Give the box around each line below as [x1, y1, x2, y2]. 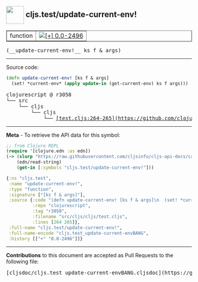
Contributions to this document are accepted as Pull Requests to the [6, 252, 174, 259]
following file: [6, 258, 39, 265]
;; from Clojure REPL [6, 143, 60, 149]
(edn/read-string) [16, 159, 62, 165]
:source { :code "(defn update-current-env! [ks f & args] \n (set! [8, 197, 178, 204]
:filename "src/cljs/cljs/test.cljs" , [32, 214, 128, 220]
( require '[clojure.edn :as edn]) [6, 148, 91, 154]
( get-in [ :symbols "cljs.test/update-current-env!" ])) [16, 165, 154, 171]
